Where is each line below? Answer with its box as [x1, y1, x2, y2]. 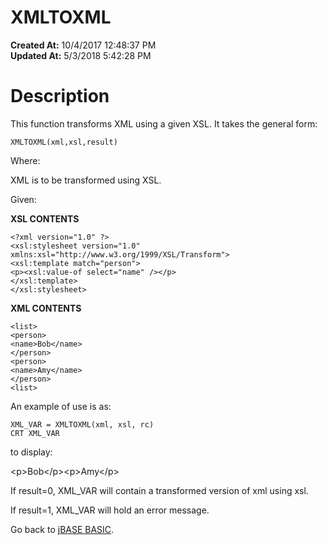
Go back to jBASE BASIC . [10, 523, 115, 535]
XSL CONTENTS [10, 212, 80, 225]
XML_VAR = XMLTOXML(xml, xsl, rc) [10, 419, 155, 430]
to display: [10, 446, 53, 458]
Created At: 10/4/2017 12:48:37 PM [10, 39, 157, 51]
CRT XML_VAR [10, 428, 60, 438]
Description [10, 85, 110, 108]
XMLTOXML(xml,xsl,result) [10, 137, 118, 147]
